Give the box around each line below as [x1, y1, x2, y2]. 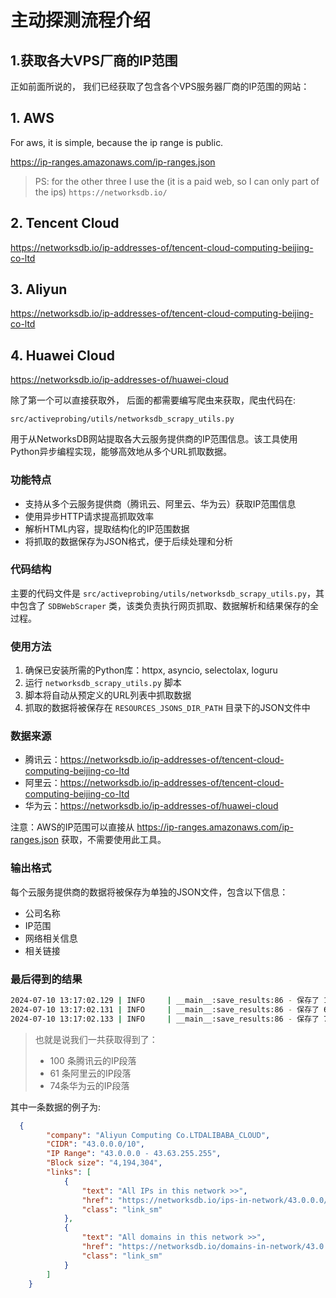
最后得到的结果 [10, 972, 83, 986]
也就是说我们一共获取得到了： [34, 1033, 158, 1045]
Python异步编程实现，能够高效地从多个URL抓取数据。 [10, 446, 232, 458]
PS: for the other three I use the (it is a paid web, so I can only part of [34, 175, 320, 187]
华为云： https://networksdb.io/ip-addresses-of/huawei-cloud [24, 800, 279, 812]
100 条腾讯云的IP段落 [49, 1054, 137, 1066]
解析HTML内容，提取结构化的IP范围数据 [24, 522, 190, 535]
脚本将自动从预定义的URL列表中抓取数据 [24, 689, 192, 701]
